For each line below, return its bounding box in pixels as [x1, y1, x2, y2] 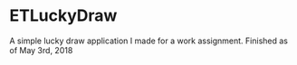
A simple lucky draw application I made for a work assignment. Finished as [9, 35, 288, 46]
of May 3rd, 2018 [9, 44, 73, 55]
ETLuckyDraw [9, 5, 118, 26]
